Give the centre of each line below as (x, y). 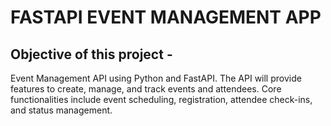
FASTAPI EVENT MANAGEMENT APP (166, 17)
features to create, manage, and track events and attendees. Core (146, 89)
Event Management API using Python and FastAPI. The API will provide (156, 78)
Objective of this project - (91, 54)
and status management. (61, 110)
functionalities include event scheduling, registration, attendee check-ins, (161, 99)
